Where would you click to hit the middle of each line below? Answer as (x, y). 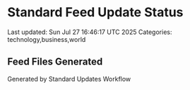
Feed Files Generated (55, 62)
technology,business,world (47, 39)
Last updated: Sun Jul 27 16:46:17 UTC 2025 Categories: (90, 32)
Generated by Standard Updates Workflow (69, 79)
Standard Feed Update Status (95, 12)
